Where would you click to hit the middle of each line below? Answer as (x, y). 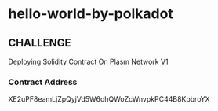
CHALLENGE (40, 43)
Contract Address (43, 82)
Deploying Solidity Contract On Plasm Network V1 (88, 61)
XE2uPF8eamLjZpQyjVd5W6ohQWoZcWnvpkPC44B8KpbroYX (109, 99)
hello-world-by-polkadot (91, 14)
